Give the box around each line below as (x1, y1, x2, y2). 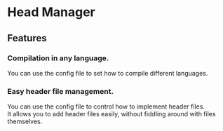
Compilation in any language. (7, 53, 109, 63)
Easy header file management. (7, 86, 114, 96)
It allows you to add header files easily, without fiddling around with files (7, 110, 216, 118)
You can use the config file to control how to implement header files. (7, 102, 205, 111)
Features (7, 32, 47, 44)
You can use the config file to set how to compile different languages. (7, 69, 208, 77)
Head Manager (7, 4, 96, 20)
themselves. (7, 117, 43, 126)
